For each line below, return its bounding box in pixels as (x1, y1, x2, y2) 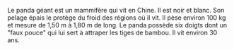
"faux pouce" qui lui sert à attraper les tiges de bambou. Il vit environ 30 (7, 28, 218, 37)
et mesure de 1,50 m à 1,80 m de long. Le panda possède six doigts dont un (7, 21, 228, 29)
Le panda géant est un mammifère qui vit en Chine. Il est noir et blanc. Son (7, 6, 225, 14)
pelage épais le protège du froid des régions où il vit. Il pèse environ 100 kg (7, 13, 226, 22)
